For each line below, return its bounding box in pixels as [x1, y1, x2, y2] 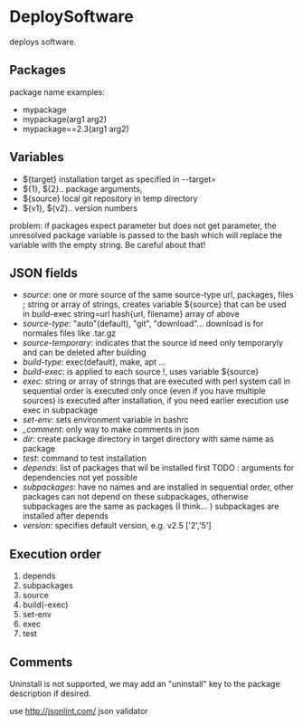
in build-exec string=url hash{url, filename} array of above [22, 309, 240, 320]
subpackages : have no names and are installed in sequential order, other [22, 482, 294, 492]
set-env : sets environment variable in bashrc [22, 415, 189, 425]
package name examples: [9, 86, 106, 97]
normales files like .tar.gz [22, 328, 116, 339]
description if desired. [9, 688, 91, 699]
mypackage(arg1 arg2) [22, 113, 107, 124]
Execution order [9, 546, 101, 562]
